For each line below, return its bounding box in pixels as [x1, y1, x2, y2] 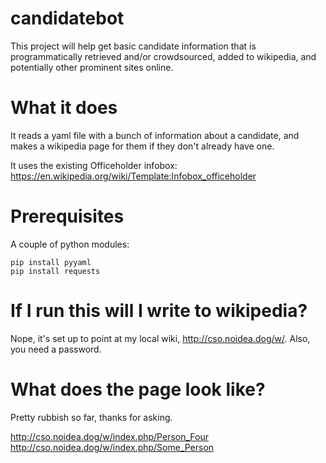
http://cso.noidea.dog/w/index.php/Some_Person [10, 441, 215, 453]
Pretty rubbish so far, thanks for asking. [10, 411, 173, 423]
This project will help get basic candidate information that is [10, 40, 257, 52]
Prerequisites [10, 205, 125, 228]
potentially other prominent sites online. [10, 61, 174, 73]
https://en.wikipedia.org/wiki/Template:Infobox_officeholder [10, 170, 257, 182]
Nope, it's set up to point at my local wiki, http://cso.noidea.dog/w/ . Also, [10, 332, 311, 344]
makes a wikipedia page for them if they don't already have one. [10, 140, 275, 152]
